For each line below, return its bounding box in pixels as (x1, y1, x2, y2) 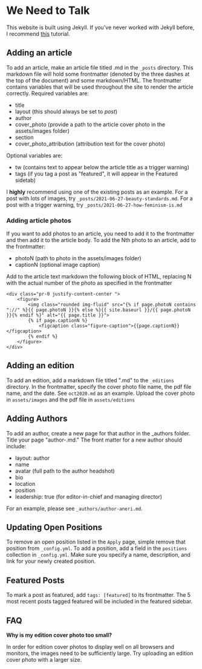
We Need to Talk (6, 4, 90, 18)
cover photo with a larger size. (6, 656, 82, 664)
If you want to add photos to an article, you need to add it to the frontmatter (6, 230, 195, 237)
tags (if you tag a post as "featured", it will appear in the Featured (15, 170, 178, 177)
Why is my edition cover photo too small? (6, 631, 112, 639)
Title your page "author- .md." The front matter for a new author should (6, 436, 183, 443)
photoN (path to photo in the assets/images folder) (15, 255, 142, 262)
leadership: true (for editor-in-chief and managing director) (15, 493, 162, 500)
